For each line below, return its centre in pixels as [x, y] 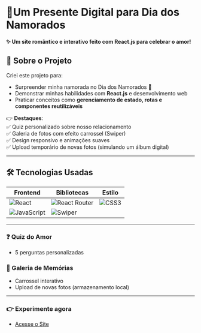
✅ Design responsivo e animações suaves [58, 140]
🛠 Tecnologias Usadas [50, 172]
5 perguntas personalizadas [49, 252]
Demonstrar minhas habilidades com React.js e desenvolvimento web [101, 93]
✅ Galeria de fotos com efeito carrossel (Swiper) [66, 133]
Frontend [27, 193]
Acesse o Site [32, 324]
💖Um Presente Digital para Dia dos [93, 12]
